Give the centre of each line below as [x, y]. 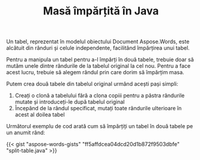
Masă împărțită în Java [101, 11]
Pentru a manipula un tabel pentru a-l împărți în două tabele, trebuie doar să [100, 60]
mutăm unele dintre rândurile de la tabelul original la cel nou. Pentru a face [98, 66]
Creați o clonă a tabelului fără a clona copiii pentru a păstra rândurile [100, 96]
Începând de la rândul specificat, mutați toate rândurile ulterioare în [98, 108]
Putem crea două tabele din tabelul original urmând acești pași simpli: [92, 84]
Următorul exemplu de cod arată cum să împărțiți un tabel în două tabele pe [100, 126]
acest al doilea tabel [40, 114]
